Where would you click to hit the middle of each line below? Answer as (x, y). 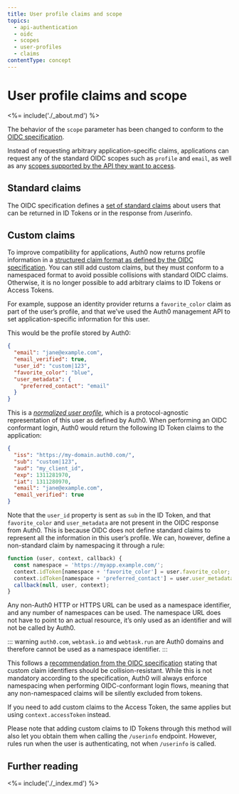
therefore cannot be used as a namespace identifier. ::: (88, 649)
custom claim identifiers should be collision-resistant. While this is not (110, 671)
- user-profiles (38, 47)
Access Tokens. (31, 290)
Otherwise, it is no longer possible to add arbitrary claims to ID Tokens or (114, 283)
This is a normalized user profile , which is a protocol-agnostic (98, 413)
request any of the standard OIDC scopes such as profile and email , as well (119, 158)
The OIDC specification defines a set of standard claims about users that (114, 205)
